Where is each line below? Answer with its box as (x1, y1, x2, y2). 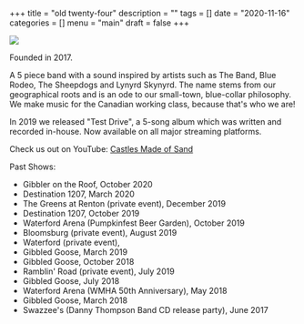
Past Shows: (9, 161, 56, 172)
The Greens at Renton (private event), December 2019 (22, 198, 226, 208)
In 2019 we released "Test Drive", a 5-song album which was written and (9, 116, 282, 127)
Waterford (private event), (22, 237, 120, 248)
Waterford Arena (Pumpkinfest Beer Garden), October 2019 (22, 218, 246, 228)
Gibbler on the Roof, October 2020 (22, 179, 153, 189)
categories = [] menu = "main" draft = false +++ (9, 17, 189, 28)
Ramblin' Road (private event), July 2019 (22, 266, 175, 277)
